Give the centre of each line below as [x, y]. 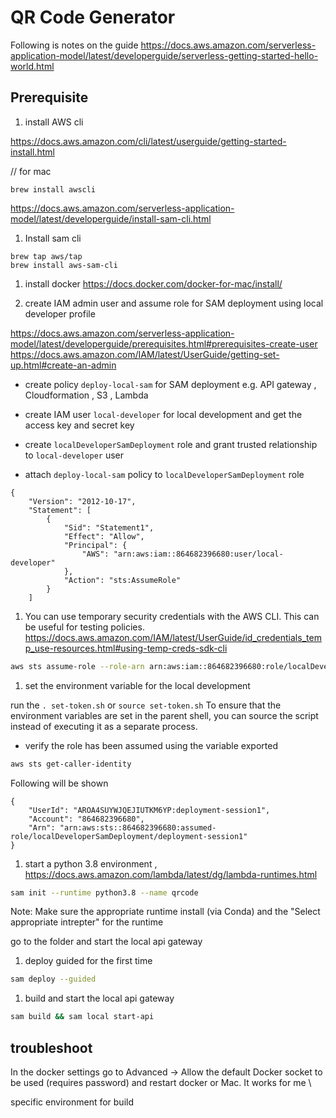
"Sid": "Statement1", [109, 527]
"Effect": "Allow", [104, 536]
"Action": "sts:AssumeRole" [122, 580]
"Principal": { [95, 545]
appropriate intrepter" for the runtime [87, 922]
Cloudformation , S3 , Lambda [86, 395]
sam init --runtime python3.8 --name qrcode [104, 892]
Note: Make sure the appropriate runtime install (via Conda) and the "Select [165, 912]
